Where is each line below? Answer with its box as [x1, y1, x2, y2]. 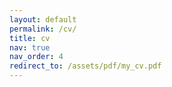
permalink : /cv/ [9, 24, 77, 34]
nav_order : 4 [9, 52, 64, 62]
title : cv [9, 33, 51, 43]
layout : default [9, 14, 77, 25]
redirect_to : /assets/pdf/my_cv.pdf [9, 61, 162, 71]
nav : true [9, 42, 51, 53]
